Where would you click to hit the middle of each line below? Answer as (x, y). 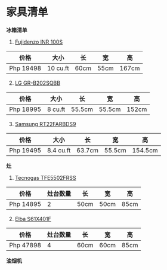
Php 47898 (25, 245)
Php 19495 (25, 150)
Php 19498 (25, 68)
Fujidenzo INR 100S (39, 42)
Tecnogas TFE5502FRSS (45, 177)
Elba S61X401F (33, 219)
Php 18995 (25, 109)
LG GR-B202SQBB (38, 83)
